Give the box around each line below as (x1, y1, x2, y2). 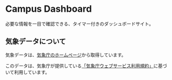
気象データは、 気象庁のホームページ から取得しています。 (5, 52, 126, 58)
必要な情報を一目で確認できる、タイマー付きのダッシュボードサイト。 (5, 21, 154, 27)
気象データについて (5, 37, 66, 46)
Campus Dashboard (5, 3, 92, 15)
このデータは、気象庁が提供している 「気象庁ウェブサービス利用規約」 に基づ (5, 63, 167, 69)
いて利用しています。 (5, 69, 50, 75)
